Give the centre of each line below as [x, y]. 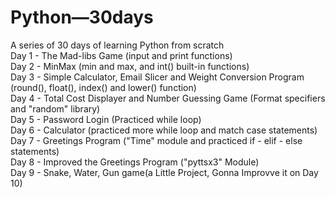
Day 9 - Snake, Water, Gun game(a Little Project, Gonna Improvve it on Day [164, 172]
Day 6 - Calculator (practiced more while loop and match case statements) [164, 130]
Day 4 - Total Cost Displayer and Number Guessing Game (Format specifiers [168, 98]
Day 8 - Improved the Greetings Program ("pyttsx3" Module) [135, 162]
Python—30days [82, 17]
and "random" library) [55, 108]
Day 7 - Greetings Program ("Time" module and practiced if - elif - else [156, 140]
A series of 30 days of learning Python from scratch [117, 45]
